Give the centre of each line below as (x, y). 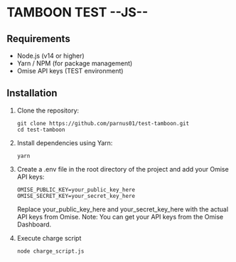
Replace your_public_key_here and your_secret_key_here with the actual (123, 209)
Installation (32, 93)
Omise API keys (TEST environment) (70, 71)
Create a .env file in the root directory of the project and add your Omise (123, 169)
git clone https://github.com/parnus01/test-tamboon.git (103, 123)
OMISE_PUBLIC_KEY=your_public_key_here (76, 189)
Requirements (38, 39)
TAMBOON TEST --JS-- (77, 12)
